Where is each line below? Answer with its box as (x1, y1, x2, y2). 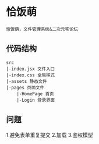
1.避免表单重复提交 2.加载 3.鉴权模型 (6, 131, 93, 138)
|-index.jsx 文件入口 (6, 66, 55, 72)
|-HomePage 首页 (16, 91, 54, 97)
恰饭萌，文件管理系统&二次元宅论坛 (6, 26, 79, 32)
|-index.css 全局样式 (6, 72, 55, 78)
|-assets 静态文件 (6, 78, 47, 84)
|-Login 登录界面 (16, 97, 55, 103)
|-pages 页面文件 (6, 85, 45, 91)
